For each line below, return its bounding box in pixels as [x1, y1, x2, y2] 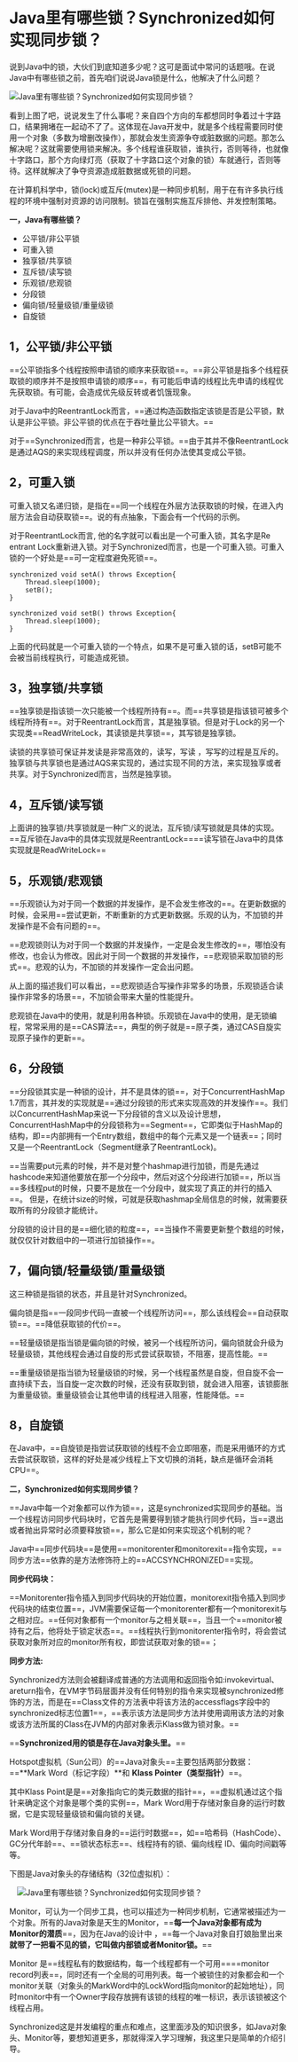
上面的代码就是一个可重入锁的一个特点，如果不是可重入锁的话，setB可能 [9, 640, 275, 652]
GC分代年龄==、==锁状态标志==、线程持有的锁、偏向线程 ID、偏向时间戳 [9, 1839, 279, 1849]
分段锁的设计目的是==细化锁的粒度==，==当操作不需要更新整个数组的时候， [9, 1223, 289, 1234]
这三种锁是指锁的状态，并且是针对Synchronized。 [9, 1288, 192, 1299]
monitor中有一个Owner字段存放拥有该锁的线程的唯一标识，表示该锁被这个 [16, 1992, 287, 2003]
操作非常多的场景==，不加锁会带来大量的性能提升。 [9, 992, 199, 1002]
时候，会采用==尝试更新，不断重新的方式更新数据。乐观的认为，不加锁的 [9, 910, 277, 920]
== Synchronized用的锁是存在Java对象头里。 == [9, 1737, 186, 1748]
